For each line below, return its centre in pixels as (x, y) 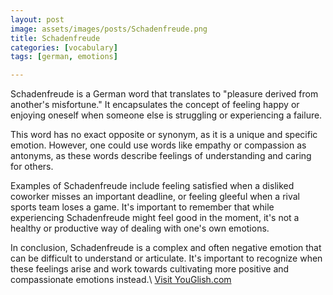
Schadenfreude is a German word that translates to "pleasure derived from (164, 94)
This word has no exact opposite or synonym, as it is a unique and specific (164, 135)
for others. (32, 167)
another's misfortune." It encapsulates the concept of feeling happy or (155, 105)
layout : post (37, 19)
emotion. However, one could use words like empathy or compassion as (158, 145)
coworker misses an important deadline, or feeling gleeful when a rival (155, 197)
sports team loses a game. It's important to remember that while (142, 207)
